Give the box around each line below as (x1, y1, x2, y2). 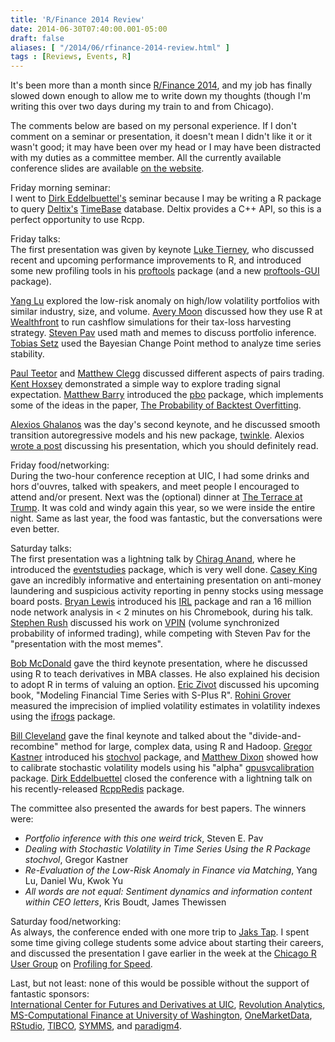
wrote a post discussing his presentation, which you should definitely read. (10, 440, 319, 452)
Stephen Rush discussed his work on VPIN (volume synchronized (10, 617, 280, 629)
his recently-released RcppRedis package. (10, 783, 185, 795)
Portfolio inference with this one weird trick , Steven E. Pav (24, 832, 264, 845)
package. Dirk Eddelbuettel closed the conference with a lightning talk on (10, 772, 313, 785)
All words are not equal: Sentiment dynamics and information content (24, 886, 313, 898)
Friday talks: (10, 233, 61, 245)
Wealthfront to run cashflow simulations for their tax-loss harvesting (10, 316, 292, 328)
